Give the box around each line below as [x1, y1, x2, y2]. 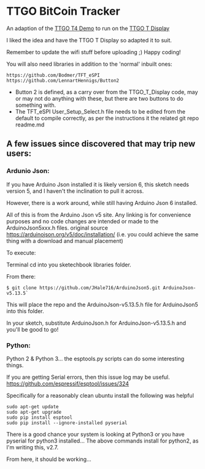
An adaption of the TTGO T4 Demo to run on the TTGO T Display [6, 25, 170, 32]
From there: [6, 273, 36, 280]
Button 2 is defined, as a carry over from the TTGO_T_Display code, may [15, 88, 198, 96]
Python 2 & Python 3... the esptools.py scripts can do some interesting [6, 355, 185, 362]
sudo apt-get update [6, 403, 60, 409]
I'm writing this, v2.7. [6, 443, 59, 451]
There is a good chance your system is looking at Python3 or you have [6, 430, 185, 438]
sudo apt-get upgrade [6, 409, 62, 415]
